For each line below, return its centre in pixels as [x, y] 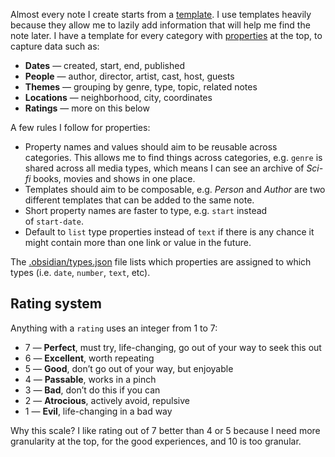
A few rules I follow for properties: [80, 127]
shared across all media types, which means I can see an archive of [164, 168]
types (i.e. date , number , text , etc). [80, 272]
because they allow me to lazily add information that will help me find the [160, 25]
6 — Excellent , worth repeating [89, 358]
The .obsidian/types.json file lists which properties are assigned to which [161, 262]
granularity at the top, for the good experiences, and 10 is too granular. [156, 441]
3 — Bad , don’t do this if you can [92, 390]
